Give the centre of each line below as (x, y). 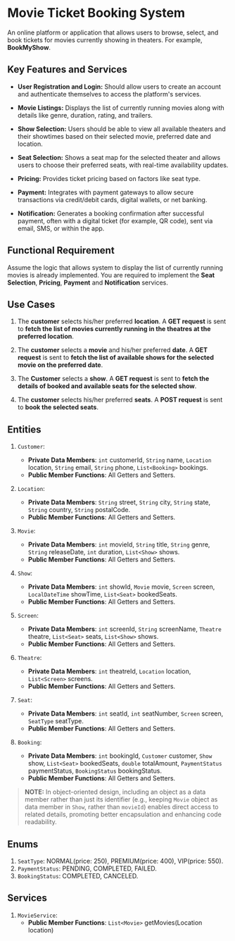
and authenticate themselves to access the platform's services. (109, 94)
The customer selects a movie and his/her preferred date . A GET (113, 350)
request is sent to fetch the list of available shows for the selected (116, 358)
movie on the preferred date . (60, 365)
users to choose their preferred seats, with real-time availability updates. (123, 165)
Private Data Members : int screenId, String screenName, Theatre (125, 629)
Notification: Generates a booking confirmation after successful (111, 213)
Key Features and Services (68, 69)
